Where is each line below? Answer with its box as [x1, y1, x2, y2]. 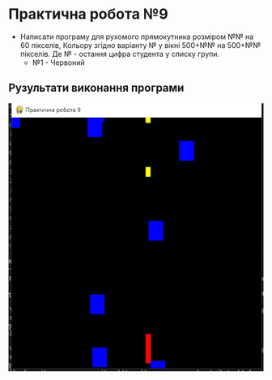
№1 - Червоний [32, 58, 85, 67]
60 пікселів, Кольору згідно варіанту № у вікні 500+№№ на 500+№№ [19, 40, 261, 50]
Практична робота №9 [8, 5, 168, 24]
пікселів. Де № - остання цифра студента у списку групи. [19, 49, 220, 58]
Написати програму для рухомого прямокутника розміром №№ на [19, 32, 253, 41]
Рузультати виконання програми [8, 81, 185, 95]
